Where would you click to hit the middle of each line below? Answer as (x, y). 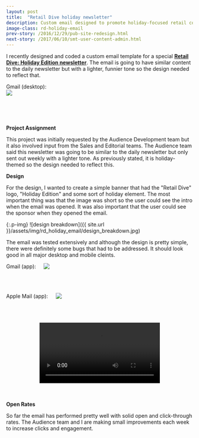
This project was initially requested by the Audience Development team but (98, 139)
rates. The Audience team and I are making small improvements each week (98, 422)
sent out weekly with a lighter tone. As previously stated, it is (80, 158)
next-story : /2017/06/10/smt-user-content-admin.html (74, 39)
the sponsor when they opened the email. (57, 213)
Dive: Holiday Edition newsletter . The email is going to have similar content (99, 62)
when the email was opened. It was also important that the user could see (96, 207)
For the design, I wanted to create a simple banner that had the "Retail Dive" (99, 188)
